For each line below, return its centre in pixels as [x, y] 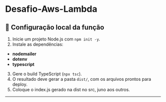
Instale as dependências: [38, 44]
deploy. [20, 84]
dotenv [20, 59]
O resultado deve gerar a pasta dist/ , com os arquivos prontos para [82, 79]
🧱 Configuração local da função [55, 27]
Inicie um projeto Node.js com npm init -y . [56, 39]
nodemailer [24, 54]
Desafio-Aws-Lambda [51, 9]
